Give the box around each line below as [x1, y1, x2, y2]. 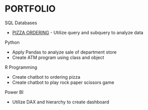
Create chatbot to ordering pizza [12, 74, 81, 80]
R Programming [5, 64, 38, 70]
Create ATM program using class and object [12, 54, 104, 61]
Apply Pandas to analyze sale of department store [12, 49, 117, 55]
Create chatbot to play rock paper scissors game [12, 79, 115, 85]
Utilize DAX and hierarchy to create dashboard [12, 99, 109, 105]
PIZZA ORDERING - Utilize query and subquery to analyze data [12, 29, 143, 35]
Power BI [5, 89, 24, 95]
